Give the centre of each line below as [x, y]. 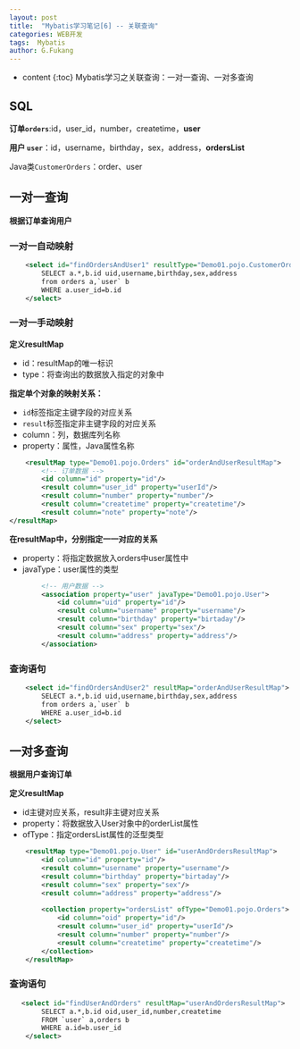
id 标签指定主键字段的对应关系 [77, 412]
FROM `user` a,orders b [85, 1020]
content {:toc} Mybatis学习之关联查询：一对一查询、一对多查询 [138, 78]
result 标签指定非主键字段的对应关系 [89, 423]
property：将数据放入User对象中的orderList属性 [110, 824]
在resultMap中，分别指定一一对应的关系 [83, 539]
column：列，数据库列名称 [71, 434]
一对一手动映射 [42, 323]
